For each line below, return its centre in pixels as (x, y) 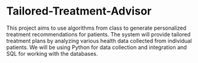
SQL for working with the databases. (52, 53)
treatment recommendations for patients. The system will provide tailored (98, 34)
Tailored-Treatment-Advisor (79, 11)
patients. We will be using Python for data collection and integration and (97, 47)
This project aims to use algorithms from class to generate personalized (97, 28)
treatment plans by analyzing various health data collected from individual (99, 41)
